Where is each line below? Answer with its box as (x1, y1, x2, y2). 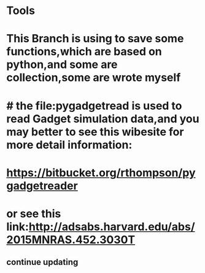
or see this (6, 206, 61, 220)
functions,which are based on (6, 45, 163, 59)
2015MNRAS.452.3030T (6, 233, 136, 247)
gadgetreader (6, 179, 78, 193)
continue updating (6, 257, 79, 267)
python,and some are (6, 58, 118, 72)
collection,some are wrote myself (6, 71, 181, 84)
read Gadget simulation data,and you (6, 111, 199, 125)
